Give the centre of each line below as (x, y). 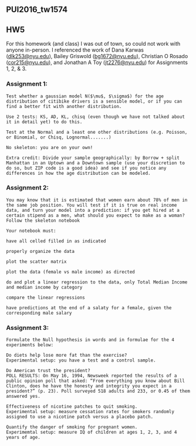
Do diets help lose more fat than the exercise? (67, 355)
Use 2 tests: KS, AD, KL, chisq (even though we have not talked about (95, 117)
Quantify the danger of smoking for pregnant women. (72, 427)
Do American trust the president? (48, 371)
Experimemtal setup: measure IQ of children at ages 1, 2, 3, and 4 (92, 433)
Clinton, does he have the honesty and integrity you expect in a (89, 386)
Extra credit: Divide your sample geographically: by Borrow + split (93, 158)
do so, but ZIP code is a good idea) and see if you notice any (86, 168)
